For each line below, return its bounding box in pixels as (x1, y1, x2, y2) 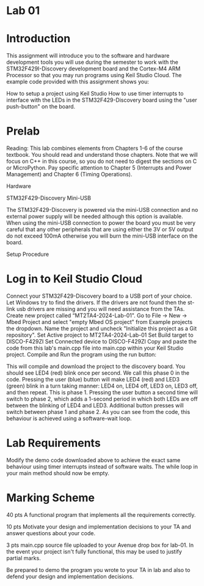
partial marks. (6, 554, 41, 562)
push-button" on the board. (6, 103, 76, 110)
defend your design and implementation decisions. (6, 573, 134, 580)
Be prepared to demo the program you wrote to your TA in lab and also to (6, 566, 191, 573)
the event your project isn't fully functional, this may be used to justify (6, 547, 182, 555)
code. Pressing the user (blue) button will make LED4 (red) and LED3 (6, 376, 180, 383)
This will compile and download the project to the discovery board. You (6, 362, 186, 370)
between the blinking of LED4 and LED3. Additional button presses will (6, 402, 184, 409)
